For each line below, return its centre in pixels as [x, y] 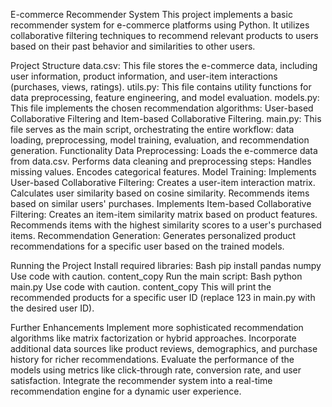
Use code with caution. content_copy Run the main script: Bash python [156, 276]
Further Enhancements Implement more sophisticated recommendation [157, 327]
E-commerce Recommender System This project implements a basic [151, 14]
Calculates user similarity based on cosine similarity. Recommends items [160, 193]
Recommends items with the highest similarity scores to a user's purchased [166, 225]
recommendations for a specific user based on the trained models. [147, 246]
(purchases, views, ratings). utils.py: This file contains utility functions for [161, 87]
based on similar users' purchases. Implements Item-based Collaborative [161, 203]
